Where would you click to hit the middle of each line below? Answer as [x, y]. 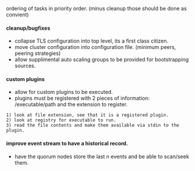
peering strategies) [37, 53]
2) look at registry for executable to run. [61, 120]
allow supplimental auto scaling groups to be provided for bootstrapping [102, 60]
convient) [18, 15]
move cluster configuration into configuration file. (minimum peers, [95, 47]
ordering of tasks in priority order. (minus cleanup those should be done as [97, 8]
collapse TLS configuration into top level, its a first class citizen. [91, 41]
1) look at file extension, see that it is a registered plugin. [87, 115]
